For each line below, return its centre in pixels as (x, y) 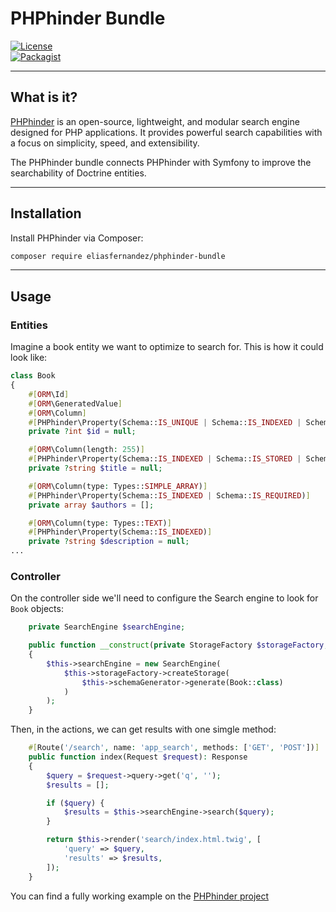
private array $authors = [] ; (91, 505)
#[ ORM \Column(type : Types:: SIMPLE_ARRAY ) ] (118, 486)
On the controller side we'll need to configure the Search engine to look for (164, 598)
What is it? (44, 97)
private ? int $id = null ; (82, 432)
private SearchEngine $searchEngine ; (107, 627)
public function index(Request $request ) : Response (138, 757)
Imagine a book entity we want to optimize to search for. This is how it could (167, 347)
